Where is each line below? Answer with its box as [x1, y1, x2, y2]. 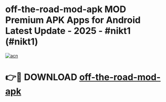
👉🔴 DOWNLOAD [5, 72, 77, 83]
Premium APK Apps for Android [5, 14, 141, 26]
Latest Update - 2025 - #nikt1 [5, 25, 131, 37]
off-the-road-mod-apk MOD [5, 4, 127, 15]
